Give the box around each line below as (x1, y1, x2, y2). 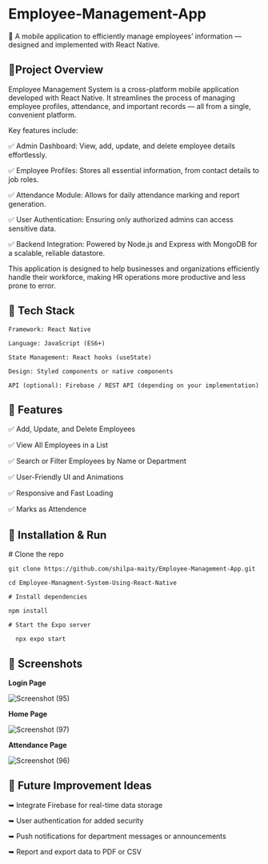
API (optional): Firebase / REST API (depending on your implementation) (8, 382, 260, 390)
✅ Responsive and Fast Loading (8, 488, 114, 498)
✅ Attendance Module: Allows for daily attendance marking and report (8, 190, 240, 200)
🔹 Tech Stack (8, 304, 75, 317)
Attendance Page (8, 741, 67, 749)
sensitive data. (8, 224, 57, 233)
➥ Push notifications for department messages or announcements (8, 831, 226, 841)
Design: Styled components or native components (8, 367, 174, 375)
